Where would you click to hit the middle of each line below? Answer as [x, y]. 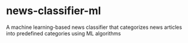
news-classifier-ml [53, 11]
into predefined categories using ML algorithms [64, 33]
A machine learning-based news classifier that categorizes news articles [94, 27]
